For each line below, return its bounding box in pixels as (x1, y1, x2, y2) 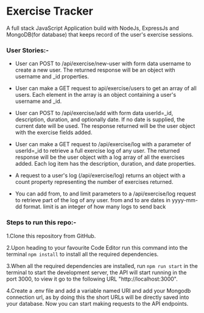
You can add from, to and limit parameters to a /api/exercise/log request (15, 190, 196, 197)
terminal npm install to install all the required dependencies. (6, 250, 159, 258)
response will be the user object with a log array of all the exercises (15, 153, 185, 161)
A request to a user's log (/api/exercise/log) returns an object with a (15, 172, 186, 179)
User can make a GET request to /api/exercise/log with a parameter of (15, 141, 191, 148)
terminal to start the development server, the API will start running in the (6, 269, 187, 276)
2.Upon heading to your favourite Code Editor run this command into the (6, 244, 188, 251)
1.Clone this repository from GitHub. (6, 232, 96, 239)
